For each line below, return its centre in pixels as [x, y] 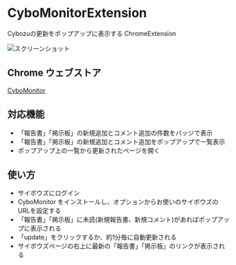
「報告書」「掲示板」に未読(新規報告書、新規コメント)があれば [108, 220]
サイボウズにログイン [48, 193]
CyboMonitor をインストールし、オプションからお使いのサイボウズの [118, 202]
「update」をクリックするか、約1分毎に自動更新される [97, 237]
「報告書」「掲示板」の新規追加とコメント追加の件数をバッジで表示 [115, 133]
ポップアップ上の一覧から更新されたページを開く [89, 151]
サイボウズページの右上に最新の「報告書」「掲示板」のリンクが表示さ [118, 246]
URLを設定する [39, 211]
